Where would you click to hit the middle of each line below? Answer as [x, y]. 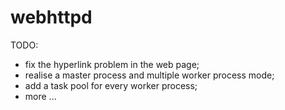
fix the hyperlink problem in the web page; [112, 64]
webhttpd [51, 17]
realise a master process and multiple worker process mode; [149, 75]
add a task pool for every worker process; [111, 85]
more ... [40, 96]
